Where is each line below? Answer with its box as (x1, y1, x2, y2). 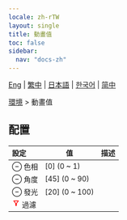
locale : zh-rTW (8, 13, 60, 21)
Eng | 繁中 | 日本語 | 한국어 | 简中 (8, 80, 116, 89)
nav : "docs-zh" (15, 56, 67, 64)
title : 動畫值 (8, 30, 53, 38)
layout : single (8, 21, 60, 30)
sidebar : (8, 47, 38, 56)
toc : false (8, 39, 45, 47)
